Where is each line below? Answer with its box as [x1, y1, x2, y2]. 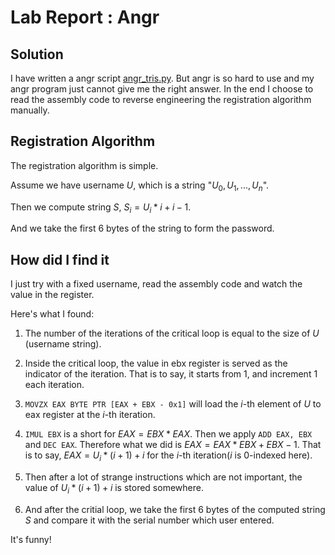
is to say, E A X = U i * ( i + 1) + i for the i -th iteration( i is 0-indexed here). [24, 449, 313, 464]
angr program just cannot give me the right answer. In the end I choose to [10, 83, 314, 95]
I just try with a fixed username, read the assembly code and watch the [10, 278, 303, 290]
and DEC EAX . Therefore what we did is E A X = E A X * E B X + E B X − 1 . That [24, 439, 322, 451]
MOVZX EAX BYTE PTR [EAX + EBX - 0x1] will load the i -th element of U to [24, 398, 322, 410]
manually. [10, 104, 50, 116]
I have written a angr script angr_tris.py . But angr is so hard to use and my [10, 72, 315, 84]
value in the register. [10, 289, 95, 301]
